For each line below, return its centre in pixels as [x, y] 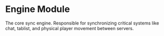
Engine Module [38, 9]
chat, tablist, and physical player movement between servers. [70, 28]
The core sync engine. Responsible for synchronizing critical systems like [82, 23]
